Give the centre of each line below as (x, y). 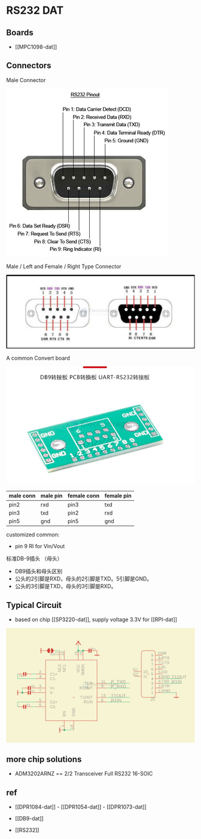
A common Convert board (38, 358)
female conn (84, 496)
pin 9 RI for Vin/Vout (40, 546)
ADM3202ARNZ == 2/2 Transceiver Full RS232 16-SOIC (84, 774)
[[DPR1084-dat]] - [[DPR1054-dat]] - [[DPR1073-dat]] (80, 807)
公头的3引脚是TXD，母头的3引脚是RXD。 (66, 586)
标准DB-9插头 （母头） (34, 558)
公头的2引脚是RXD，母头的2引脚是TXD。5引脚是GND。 (83, 579)
